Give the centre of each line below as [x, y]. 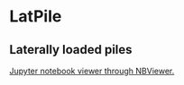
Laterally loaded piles [71, 50]
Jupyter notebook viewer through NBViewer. [92, 71]
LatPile [36, 17]
